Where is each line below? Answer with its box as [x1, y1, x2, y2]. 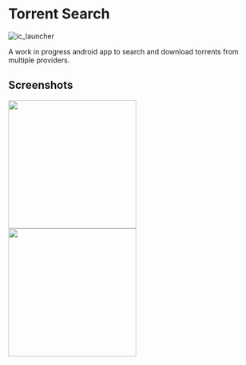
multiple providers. [8, 55, 70, 65]
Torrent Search [8, 5, 110, 23]
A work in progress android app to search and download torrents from [8, 46, 239, 56]
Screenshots [8, 78, 73, 92]
